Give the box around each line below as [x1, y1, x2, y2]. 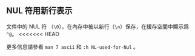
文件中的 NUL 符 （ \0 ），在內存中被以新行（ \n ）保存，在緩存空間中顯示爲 [6, 23, 190, 30]
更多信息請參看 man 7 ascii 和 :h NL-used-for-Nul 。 [6, 43, 139, 50]
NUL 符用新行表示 [6, 5, 73, 16]
